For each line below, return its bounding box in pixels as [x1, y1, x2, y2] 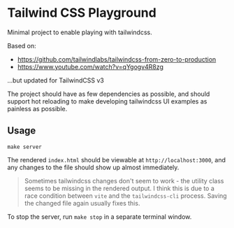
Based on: [7, 41, 36, 50]
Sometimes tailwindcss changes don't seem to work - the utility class [24, 176, 224, 185]
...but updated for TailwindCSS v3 [7, 76, 105, 85]
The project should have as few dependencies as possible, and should [7, 90, 210, 98]
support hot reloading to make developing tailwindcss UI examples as [7, 97, 207, 106]
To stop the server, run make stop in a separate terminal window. [7, 212, 192, 221]
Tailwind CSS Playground [7, 5, 157, 21]
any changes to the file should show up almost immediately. [7, 163, 180, 171]
